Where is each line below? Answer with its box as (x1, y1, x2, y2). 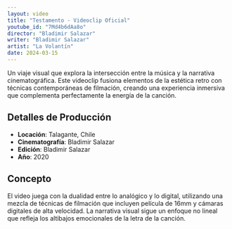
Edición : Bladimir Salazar (17, 145, 91, 153)
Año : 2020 (17, 152, 49, 161)
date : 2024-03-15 (7, 50, 58, 57)
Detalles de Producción (7, 112, 112, 124)
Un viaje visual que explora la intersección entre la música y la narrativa (7, 68, 215, 77)
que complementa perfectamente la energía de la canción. (7, 91, 177, 99)
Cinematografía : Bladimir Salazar (17, 138, 115, 146)
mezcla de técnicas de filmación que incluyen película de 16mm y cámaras (7, 199, 224, 207)
